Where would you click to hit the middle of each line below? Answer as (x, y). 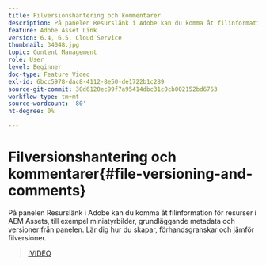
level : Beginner (35, 67)
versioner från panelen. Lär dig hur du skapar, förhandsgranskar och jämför (131, 229)
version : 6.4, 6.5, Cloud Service (65, 38)
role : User (26, 60)
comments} (47, 191)
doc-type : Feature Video (49, 74)
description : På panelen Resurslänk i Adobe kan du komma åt (111, 23)
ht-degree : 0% (32, 112)
